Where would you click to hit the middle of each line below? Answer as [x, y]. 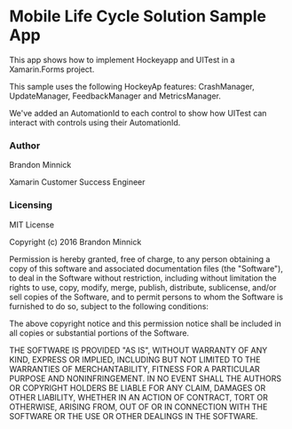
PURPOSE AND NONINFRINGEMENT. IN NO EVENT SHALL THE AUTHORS [146, 378]
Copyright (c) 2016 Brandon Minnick [75, 242]
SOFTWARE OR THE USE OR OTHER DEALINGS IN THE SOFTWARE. [134, 416]
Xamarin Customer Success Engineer [77, 182]
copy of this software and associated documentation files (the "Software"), [146, 268]
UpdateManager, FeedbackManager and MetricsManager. [115, 96]
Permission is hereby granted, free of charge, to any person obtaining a [140, 258]
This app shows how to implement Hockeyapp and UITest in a [122, 60]
